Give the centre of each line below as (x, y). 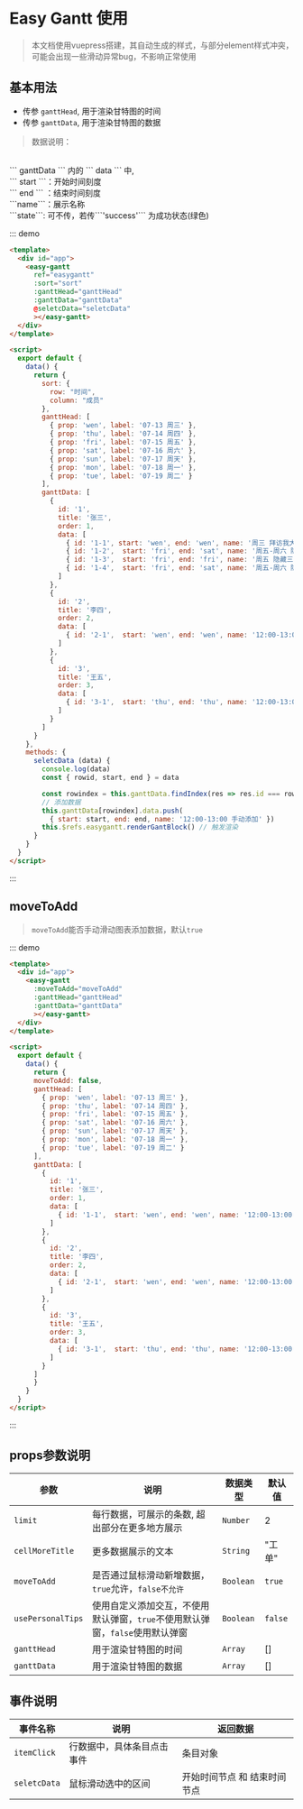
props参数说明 (50, 1456)
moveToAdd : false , (68, 1080)
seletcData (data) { (72, 761)
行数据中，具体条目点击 (119, 1746)
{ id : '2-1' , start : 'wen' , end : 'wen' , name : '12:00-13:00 (175, 1281)
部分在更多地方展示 (142, 1528)
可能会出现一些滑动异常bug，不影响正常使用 (114, 56)
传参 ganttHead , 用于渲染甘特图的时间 (92, 111)
